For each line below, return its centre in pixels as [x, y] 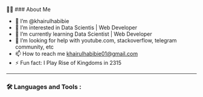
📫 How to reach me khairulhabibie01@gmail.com [76, 54]
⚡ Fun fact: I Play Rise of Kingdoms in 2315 [68, 63]
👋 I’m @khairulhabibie [42, 21]
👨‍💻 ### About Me [29, 9]
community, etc [34, 47]
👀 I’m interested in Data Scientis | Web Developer [76, 28]
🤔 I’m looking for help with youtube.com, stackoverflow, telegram [96, 40]
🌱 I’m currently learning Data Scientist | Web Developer [83, 34]
